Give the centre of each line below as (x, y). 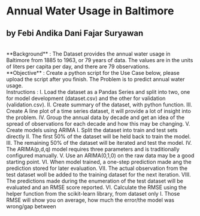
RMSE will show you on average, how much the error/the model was (90, 200)
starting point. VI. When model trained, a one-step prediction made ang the (99, 162)
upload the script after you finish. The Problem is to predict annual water (96, 79)
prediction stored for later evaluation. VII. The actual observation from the (97, 168)
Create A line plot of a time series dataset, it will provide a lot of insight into (99, 111)
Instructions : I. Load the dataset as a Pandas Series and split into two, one (98, 92)
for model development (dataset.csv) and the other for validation (86, 98)
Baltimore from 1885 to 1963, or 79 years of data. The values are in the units (100, 60)
